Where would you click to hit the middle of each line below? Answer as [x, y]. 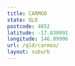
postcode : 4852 [29, 26]
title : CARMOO [27, 13]
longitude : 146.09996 [38, 39]
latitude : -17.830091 [38, 33]
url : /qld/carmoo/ [33, 45]
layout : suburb [29, 52]
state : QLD [22, 20]
